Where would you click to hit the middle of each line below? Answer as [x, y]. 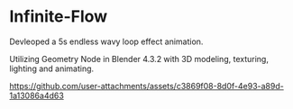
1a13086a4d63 [37, 95]
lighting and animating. [52, 68]
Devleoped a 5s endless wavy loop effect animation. [106, 41]
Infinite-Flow [59, 17]
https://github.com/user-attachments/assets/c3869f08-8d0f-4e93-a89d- [146, 86]
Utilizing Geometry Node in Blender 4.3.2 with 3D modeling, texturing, [139, 59]
